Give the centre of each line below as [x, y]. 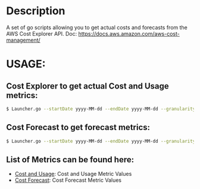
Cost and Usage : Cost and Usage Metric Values [73, 174]
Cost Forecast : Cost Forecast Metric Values [68, 180]
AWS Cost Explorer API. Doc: [42, 33]
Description [36, 11]
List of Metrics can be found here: [70, 160]
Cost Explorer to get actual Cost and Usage [88, 86]
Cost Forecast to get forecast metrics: [78, 127]
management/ [23, 40]
